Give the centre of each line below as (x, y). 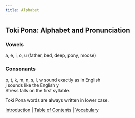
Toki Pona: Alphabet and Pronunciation (68, 31)
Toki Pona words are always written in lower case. (57, 100)
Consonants (21, 69)
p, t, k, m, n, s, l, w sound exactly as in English (53, 80)
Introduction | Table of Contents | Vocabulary (52, 110)
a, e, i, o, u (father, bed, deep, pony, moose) (51, 55)
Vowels (15, 44)
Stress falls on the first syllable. (38, 90)
